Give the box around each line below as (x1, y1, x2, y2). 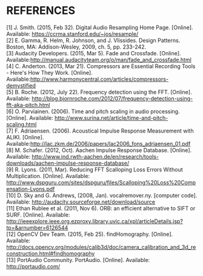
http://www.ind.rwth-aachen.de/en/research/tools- (32, 153, 159, 160)
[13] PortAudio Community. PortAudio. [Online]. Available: (6, 256, 150, 263)
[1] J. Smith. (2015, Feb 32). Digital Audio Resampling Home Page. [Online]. (6, 24, 193, 31)
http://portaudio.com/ (6, 263, 61, 270)
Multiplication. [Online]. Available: (6, 172, 90, 179)
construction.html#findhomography (6, 250, 95, 257)
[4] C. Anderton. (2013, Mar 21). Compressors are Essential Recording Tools (6, 62, 196, 70)
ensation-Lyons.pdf (6, 185, 55, 192)
